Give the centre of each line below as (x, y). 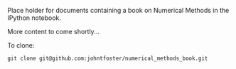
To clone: (21, 45)
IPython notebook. (34, 18)
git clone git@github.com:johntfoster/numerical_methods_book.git (108, 58)
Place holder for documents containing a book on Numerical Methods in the (118, 10)
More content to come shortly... (53, 32)
